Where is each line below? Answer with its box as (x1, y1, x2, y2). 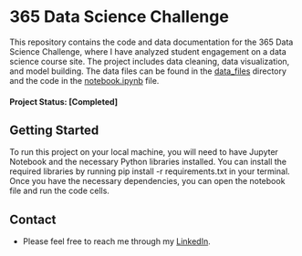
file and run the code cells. (9, 185, 109, 197)
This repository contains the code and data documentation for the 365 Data (9, 36, 294, 47)
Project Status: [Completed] (9, 96, 119, 107)
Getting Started (9, 122, 99, 138)
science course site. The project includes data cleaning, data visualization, (9, 56, 290, 67)
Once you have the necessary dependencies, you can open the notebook (9, 176, 286, 187)
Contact (9, 211, 57, 227)
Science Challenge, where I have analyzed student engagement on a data (9, 46, 287, 56)
